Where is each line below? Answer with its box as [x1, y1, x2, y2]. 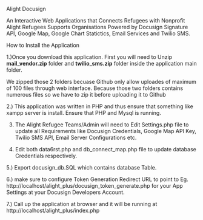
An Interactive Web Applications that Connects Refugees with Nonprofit [6, 17, 185, 24]
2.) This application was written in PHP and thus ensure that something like [6, 103, 194, 110]
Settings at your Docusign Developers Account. [6, 188, 125, 196]
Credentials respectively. [15, 152, 78, 159]
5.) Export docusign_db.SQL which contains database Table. [6, 164, 157, 171]
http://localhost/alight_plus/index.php [6, 207, 100, 214]
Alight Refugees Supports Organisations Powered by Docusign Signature [6, 24, 188, 30]
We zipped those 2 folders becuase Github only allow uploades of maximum [6, 78, 197, 85]
